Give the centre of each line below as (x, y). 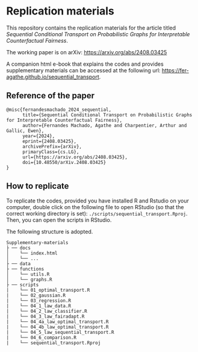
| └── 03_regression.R (39, 300)
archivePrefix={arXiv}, (52, 146)
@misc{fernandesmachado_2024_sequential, (59, 110)
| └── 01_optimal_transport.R (48, 290)
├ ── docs (19, 248)
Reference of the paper (51, 96)
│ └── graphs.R (29, 279)
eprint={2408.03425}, (49, 141)
